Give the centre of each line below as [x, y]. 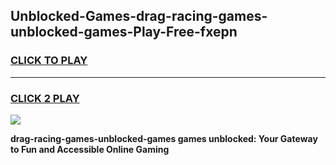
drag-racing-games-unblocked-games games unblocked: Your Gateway [164, 138]
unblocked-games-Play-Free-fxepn [124, 32]
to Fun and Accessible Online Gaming [90, 149]
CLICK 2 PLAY [45, 98]
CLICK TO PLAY [49, 61]
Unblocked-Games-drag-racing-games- [139, 16]
